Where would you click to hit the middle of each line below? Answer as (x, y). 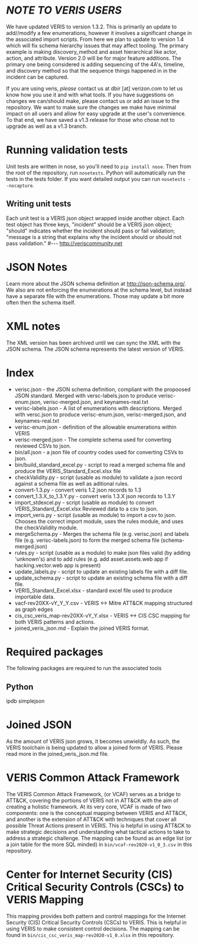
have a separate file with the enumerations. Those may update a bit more (95, 296)
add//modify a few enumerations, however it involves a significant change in (99, 33)
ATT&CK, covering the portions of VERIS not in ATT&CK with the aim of (92, 801)
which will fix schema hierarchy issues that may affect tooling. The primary (97, 46)
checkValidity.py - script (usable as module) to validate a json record (98, 477)
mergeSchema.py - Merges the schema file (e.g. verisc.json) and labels (102, 534)
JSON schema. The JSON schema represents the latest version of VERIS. (95, 349)
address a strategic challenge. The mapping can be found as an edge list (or (99, 838)
